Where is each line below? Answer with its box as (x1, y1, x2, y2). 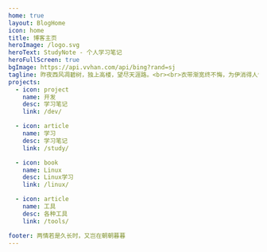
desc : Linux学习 (22, 173, 74, 181)
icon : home (8, 26, 44, 34)
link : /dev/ (22, 108, 62, 116)
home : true (8, 11, 44, 20)
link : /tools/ (22, 217, 69, 225)
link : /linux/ (22, 180, 69, 189)
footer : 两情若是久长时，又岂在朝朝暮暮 (8, 231, 126, 239)
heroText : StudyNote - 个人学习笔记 (8, 48, 122, 56)
